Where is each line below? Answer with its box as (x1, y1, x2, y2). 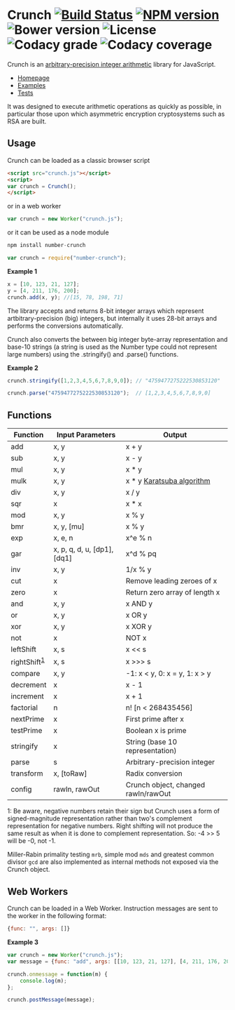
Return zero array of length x (125, 587, 220, 597)
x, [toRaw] (53, 769, 87, 778)
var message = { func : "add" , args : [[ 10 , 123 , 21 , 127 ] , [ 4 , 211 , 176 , (7, 958, 221, 965)
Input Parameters (56, 430, 116, 440)
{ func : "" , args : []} (7, 925, 71, 933)
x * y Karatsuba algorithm (125, 476, 211, 486)
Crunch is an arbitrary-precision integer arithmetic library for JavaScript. (7, 60, 216, 68)
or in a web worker (7, 202, 62, 211)
